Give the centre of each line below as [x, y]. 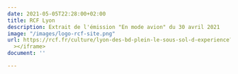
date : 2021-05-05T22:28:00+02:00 [57, 14]
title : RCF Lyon [31, 20]
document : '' [27, 54]
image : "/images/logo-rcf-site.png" [61, 33]
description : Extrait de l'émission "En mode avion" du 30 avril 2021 [114, 27]
